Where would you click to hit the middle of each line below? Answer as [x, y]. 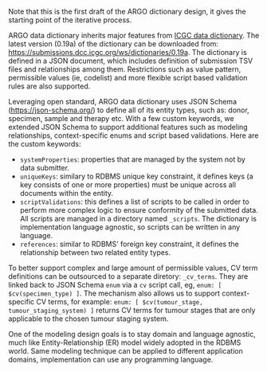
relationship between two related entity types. [95, 253]
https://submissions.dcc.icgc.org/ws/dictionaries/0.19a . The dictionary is [128, 52]
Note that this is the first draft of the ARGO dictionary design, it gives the [127, 12]
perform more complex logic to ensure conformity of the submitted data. [139, 210]
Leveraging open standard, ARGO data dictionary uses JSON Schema [123, 102]
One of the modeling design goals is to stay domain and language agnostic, [132, 334]
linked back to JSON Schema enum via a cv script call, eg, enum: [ [115, 285]
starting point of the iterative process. [70, 20]
